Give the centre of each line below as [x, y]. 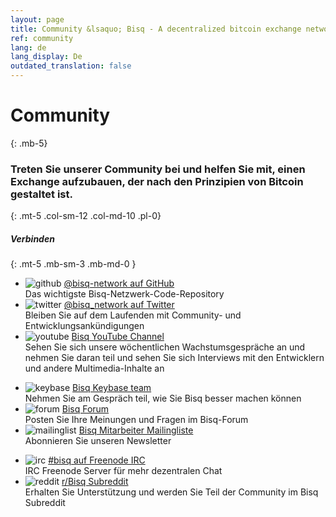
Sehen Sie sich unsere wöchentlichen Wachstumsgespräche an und [165, 347]
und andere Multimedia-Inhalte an [94, 368]
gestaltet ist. [41, 194]
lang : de [28, 47]
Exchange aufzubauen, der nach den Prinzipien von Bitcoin [157, 181]
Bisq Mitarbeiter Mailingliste [136, 430]
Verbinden [32, 238]
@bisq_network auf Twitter [119, 305]
